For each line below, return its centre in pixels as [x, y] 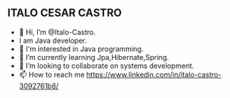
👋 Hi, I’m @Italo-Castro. [57, 32]
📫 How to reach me [52, 74]
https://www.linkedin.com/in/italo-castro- [154, 74]
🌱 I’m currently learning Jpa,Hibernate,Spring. [94, 57]
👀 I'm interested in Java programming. [81, 49]
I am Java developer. [53, 40]
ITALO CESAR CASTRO [65, 13]
